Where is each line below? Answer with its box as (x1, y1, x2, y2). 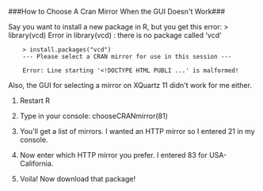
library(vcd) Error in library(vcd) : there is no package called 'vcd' (8, 31, 222, 40)
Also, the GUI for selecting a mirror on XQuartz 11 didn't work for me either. (8, 81, 252, 90)
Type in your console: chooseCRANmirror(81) (19, 111, 169, 120)
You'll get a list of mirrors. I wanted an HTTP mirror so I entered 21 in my (19, 127, 255, 136)
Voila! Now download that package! (19, 174, 136, 183)
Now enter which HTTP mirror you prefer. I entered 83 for (19, 151, 208, 159)
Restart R (19, 96, 50, 105)
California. (19, 159, 54, 168)
